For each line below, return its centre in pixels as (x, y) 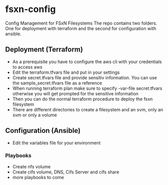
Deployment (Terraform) (44, 49)
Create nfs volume (32, 166)
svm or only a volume (35, 115)
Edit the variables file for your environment (56, 143)
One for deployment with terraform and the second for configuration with (81, 28)
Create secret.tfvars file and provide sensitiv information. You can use (85, 77)
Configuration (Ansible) (43, 131)
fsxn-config (31, 9)
